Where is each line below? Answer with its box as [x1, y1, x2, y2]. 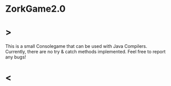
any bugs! [5, 54, 27, 60]
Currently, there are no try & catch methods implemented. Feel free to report [5, 49, 166, 55]
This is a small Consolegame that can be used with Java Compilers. [5, 43, 148, 49]
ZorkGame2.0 [5, 3, 66, 15]
